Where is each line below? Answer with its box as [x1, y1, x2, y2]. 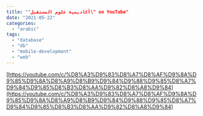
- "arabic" [12, 26, 39, 32]
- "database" [12, 37, 45, 43]
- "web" [12, 54, 32, 60]
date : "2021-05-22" [6, 15, 56, 21]
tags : [6, 32, 20, 38]
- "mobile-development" [12, 49, 72, 55]
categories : [6, 20, 36, 26]
